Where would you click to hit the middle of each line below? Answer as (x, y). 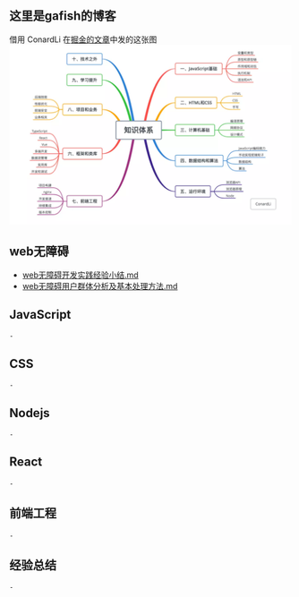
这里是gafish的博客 (63, 16)
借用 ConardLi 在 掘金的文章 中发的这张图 (83, 39)
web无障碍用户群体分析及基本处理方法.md (100, 286)
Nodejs (30, 413)
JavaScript (40, 315)
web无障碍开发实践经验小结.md (80, 275)
